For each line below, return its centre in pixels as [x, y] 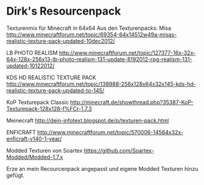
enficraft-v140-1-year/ [34, 139]
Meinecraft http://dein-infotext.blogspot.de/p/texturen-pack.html [88, 120]
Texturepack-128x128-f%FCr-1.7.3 [49, 108]
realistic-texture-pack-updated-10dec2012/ [61, 41]
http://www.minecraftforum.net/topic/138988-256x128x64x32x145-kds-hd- [101, 84]
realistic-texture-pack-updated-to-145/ [55, 90]
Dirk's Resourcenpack [64, 11]
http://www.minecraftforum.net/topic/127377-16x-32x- [127, 52]
